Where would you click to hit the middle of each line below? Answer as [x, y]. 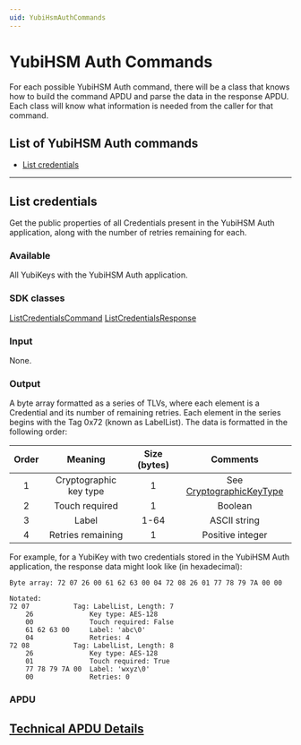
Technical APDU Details [77, 728]
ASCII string [234, 520]
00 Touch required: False [100, 622]
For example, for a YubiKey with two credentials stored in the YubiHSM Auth [150, 557]
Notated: [26, 599]
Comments [234, 459]
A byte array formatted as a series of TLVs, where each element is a [134, 403]
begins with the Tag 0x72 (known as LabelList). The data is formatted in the [149, 423]
